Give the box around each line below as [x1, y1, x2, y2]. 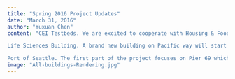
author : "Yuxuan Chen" [7, 23, 73, 30]
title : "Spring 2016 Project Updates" [7, 10, 120, 17]
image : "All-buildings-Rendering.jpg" [7, 62, 120, 69]
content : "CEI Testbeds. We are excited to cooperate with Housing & [7, 29, 215, 37]
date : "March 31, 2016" [7, 17, 77, 24]
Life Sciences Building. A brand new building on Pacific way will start [7, 43, 227, 50]
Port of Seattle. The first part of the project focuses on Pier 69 [7, 55, 211, 62]
